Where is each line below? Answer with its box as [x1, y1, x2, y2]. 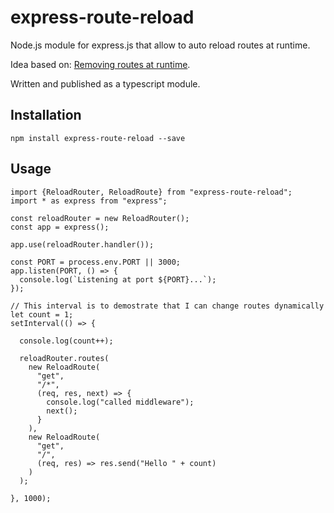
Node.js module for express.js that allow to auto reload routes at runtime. [10, 39, 311, 51]
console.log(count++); [19, 336, 114, 346]
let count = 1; [10, 309, 74, 320]
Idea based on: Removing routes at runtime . [10, 58, 191, 70]
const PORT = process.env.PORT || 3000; [10, 257, 182, 267]
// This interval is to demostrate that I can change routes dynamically [10, 301, 325, 311]
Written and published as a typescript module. [10, 77, 201, 90]
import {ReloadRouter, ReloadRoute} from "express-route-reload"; [10, 187, 293, 197]
